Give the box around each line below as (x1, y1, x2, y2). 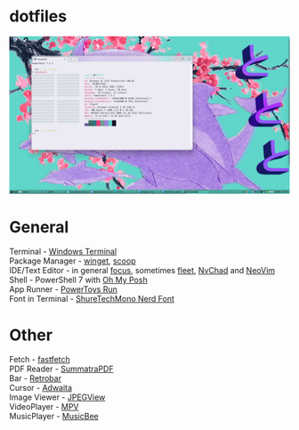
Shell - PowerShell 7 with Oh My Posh (9, 274, 149, 286)
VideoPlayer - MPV (9, 402, 79, 412)
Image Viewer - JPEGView (9, 392, 106, 402)
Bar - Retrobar (9, 373, 62, 384)
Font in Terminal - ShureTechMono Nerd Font (9, 294, 175, 304)
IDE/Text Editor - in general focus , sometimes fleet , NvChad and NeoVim (9, 265, 276, 276)
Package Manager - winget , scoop (9, 256, 136, 266)
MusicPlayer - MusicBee (9, 411, 100, 422)
